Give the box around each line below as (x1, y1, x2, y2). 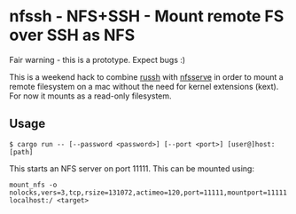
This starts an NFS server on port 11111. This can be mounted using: (9, 162, 255, 174)
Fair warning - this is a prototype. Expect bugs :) (9, 54, 186, 65)
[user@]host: (227, 139, 276, 148)
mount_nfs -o (9, 180, 58, 189)
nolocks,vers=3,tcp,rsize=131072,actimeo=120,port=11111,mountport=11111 (9, 188, 288, 197)
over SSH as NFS (9, 25, 136, 45)
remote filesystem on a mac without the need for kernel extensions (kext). (9, 81, 279, 91)
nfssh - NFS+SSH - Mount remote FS (9, 6, 284, 27)
